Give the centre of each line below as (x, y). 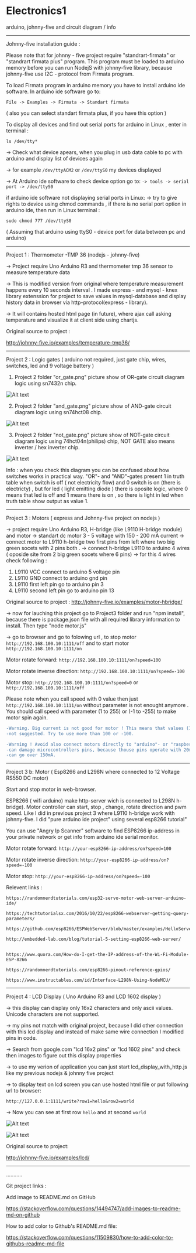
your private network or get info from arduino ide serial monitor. (83, 837)
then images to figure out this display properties (64, 1056)
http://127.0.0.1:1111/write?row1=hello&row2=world (70, 1102)
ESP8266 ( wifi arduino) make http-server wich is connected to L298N (91, 801)
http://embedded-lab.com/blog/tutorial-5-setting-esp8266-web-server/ (94, 939)
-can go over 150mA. (31, 755)
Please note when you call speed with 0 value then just (72, 699)
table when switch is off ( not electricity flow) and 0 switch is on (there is (93, 482)
